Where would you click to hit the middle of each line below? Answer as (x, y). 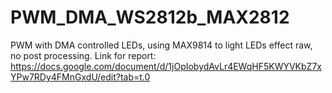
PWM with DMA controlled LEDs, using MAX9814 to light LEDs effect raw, (161, 45)
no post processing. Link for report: (83, 55)
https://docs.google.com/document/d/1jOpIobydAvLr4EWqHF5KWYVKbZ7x (166, 66)
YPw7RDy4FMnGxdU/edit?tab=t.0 (80, 77)
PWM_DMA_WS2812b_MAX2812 (150, 17)
